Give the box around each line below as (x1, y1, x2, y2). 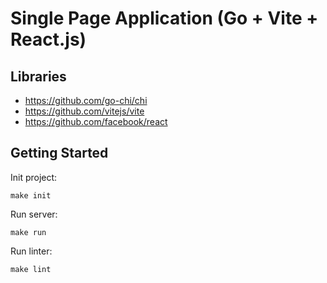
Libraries (10, 68, 67, 85)
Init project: (10, 171, 58, 183)
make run (10, 227, 47, 237)
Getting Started (10, 145, 109, 162)
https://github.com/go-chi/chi (24, 95, 148, 106)
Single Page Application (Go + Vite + (10, 7, 319, 30)
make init (10, 190, 52, 201)
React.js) (10, 28, 87, 51)
